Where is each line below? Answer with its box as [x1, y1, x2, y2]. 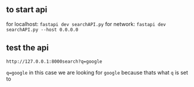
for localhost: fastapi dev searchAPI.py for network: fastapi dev [6, 20, 167, 27]
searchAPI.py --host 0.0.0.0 [6, 27, 79, 33]
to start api [6, 5, 48, 15]
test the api [6, 43, 49, 53]
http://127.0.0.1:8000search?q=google [6, 59, 102, 65]
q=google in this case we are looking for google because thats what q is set [6, 69, 189, 76]
